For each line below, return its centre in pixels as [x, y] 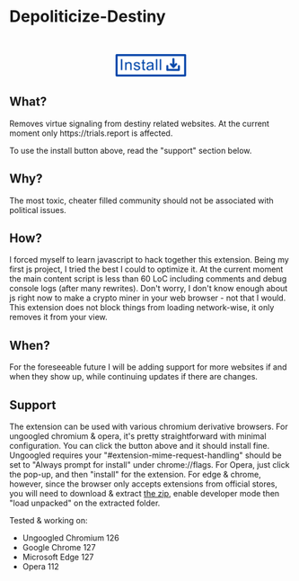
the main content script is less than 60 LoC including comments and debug [148, 279]
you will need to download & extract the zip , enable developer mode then [145, 493]
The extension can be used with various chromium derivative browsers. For [149, 426]
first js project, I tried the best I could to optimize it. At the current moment [146, 269]
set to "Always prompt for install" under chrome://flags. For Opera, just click [149, 465]
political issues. [38, 210]
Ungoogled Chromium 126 [70, 538]
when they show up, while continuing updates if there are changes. [134, 377]
